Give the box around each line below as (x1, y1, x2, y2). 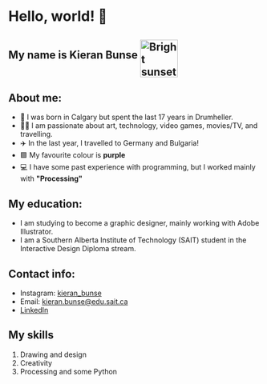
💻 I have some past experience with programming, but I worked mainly (19, 162, 257, 172)
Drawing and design (19, 350, 87, 359)
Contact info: (8, 267, 76, 281)
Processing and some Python (19, 366, 118, 376)
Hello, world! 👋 (8, 7, 108, 26)
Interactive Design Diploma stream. (19, 244, 136, 254)
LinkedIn (19, 306, 49, 315)
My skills (8, 328, 55, 342)
